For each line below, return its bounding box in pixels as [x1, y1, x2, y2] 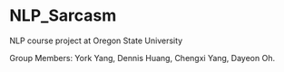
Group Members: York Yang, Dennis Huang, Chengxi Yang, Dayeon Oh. [9, 52, 275, 63]
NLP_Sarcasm [9, 5, 117, 26]
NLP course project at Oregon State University [9, 35, 183, 46]
